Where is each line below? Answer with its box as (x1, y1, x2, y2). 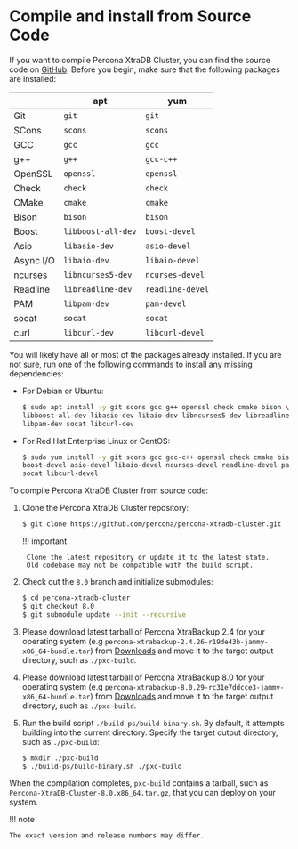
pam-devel (145, 298, 187, 309)
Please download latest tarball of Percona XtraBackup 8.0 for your (21, 672, 265, 683)
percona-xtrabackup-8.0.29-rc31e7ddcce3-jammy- (104, 683, 285, 691)
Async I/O (13, 254, 55, 266)
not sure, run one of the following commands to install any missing (9, 359, 254, 369)
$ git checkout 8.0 (21, 602, 95, 610)
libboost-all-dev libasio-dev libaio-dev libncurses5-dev (21, 411, 242, 420)
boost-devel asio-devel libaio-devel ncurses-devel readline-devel (21, 461, 278, 470)
